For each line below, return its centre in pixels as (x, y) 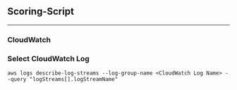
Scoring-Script (41, 12)
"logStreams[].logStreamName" (74, 79)
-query (17, 79)
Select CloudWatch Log (48, 58)
